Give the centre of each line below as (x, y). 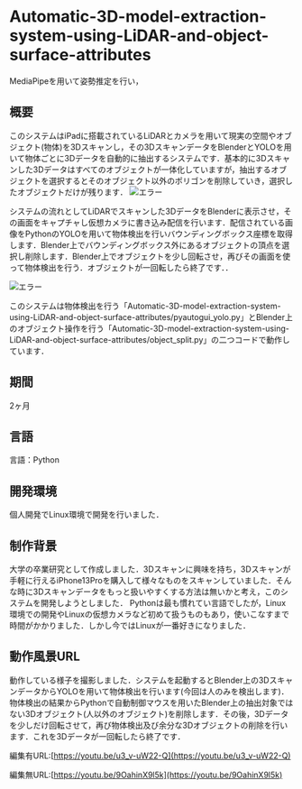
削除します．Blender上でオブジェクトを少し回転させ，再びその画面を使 (158, 256)
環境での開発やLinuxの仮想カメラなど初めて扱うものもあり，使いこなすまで (150, 614)
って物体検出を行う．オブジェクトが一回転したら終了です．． (121, 267)
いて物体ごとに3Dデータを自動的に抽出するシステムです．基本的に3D (138, 158)
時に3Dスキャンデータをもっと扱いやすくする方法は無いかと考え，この (149, 592)
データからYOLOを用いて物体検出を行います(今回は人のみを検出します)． (153, 691)
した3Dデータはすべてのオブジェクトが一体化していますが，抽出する (144, 170)
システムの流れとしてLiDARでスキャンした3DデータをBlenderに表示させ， (146, 211)
